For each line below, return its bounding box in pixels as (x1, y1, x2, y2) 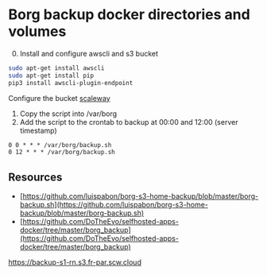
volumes (8, 22, 67, 41)
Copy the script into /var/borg (19, 109, 118, 118)
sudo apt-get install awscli (8, 64, 105, 72)
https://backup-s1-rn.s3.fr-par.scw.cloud (8, 258, 141, 267)
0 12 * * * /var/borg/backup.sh (8, 149, 115, 157)
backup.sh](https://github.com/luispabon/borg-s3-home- (19, 200, 209, 210)
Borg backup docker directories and (8, 6, 250, 24)
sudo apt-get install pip (8, 72, 94, 79)
